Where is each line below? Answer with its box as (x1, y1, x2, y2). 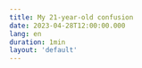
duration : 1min (9, 37, 66, 47)
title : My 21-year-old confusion (9, 12, 134, 22)
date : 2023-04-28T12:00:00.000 (9, 21, 126, 30)
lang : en (9, 29, 42, 38)
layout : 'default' (9, 46, 78, 55)
